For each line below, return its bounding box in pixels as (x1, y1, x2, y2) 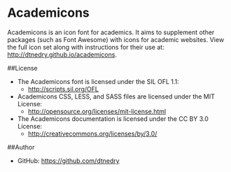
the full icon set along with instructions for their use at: (7, 43, 164, 51)
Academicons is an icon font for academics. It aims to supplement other (7, 28, 215, 36)
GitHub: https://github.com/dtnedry (17, 156, 120, 165)
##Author (7, 143, 35, 151)
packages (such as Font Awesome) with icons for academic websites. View (7, 35, 225, 43)
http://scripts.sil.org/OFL (27, 85, 99, 93)
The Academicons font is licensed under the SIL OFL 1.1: (17, 77, 180, 85)
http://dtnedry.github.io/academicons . (7, 50, 118, 59)
